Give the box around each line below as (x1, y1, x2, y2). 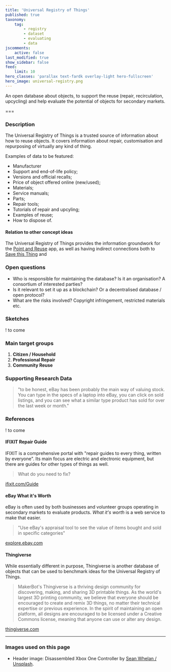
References (5, 416, 35, 423)
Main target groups (5, 340, 54, 347)
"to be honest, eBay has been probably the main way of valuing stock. (17, 387, 165, 393)
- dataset (23, 31, 44, 36)
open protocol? (12, 292, 45, 298)
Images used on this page (5, 644, 70, 651)
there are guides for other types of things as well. (5, 461, 109, 467)
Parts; (12, 196, 25, 202)
